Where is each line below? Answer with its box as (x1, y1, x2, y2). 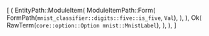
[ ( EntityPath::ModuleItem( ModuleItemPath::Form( (6, 6, 156, 14)
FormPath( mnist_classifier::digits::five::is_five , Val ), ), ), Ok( (6, 13, 203, 22)
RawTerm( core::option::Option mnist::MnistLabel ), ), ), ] (6, 21, 176, 29)
